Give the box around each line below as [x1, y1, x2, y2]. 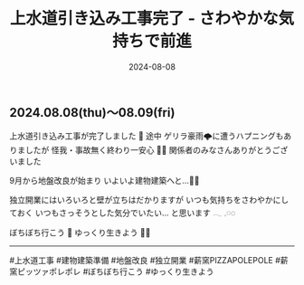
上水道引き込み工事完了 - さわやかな [9, 8, 279, 29]
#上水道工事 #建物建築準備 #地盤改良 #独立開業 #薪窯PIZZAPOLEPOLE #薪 [9, 255, 289, 266]
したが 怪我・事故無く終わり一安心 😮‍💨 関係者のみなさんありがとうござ [24, 145, 289, 156]
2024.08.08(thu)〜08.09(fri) [9, 105, 176, 120]
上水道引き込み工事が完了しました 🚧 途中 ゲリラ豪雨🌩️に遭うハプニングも [9, 130, 284, 141]
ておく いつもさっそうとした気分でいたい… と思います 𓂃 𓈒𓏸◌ [9, 207, 236, 218]
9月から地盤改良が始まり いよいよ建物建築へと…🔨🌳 [9, 176, 200, 186]
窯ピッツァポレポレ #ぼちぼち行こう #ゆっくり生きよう [9, 266, 214, 277]
